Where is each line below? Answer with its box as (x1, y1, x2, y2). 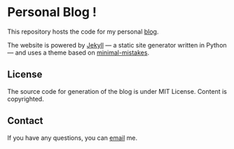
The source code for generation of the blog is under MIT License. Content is (7, 87, 228, 95)
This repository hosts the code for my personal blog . (7, 27, 159, 36)
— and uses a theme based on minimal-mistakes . (7, 48, 149, 57)
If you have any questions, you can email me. (7, 134, 138, 142)
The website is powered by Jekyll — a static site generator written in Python (7, 41, 227, 49)
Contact (7, 115, 43, 127)
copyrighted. (7, 94, 44, 103)
